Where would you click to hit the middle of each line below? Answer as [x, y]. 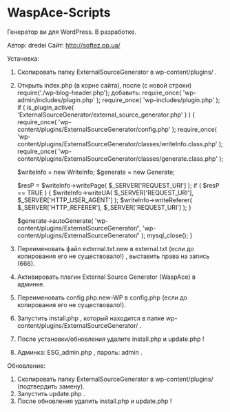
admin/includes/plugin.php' [56, 100]
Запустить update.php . [51, 393]
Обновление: [27, 365]
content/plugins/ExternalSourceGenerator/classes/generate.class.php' [117, 158]
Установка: [23, 58]
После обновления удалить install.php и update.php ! [94, 401]
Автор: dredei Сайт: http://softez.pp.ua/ [64, 45]
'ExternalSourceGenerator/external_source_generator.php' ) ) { [106, 115]
